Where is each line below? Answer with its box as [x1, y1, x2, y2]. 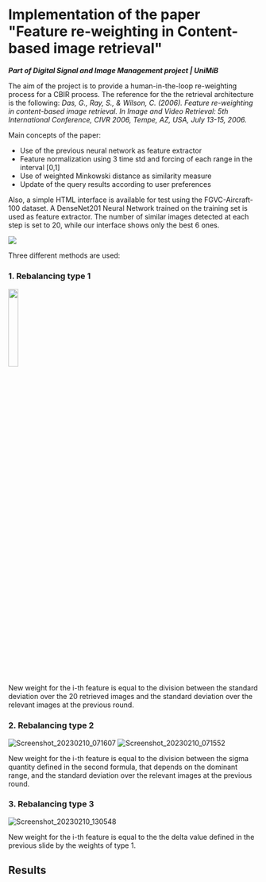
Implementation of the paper [8, 6, 201, 24]
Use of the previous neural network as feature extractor [19, 146, 202, 155]
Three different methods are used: [8, 251, 121, 260]
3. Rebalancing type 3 [8, 798, 94, 810]
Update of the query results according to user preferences [19, 179, 212, 188]
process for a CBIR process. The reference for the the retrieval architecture [8, 89, 254, 99]
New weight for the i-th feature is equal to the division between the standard [8, 683, 258, 693]
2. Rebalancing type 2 [8, 720, 94, 731]
